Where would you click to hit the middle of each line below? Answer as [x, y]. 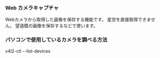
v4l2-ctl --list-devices [28, 51]
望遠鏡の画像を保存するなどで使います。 [56, 26]
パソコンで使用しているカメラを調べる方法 [56, 40]
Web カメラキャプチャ [32, 7]
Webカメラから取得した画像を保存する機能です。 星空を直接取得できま [78, 20]
